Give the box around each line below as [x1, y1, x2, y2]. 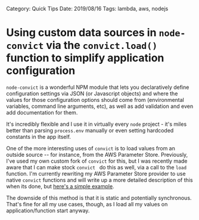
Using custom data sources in [6, 26, 157, 39]
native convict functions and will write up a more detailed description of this [6, 176, 193, 184]
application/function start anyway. [6, 207, 90, 214]
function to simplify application [6, 51, 164, 65]
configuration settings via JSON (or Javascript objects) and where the [6, 89, 178, 97]
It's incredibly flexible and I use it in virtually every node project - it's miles [6, 120, 187, 128]
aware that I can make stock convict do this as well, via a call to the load [6, 163, 186, 171]
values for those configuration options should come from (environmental [6, 96, 185, 103]
